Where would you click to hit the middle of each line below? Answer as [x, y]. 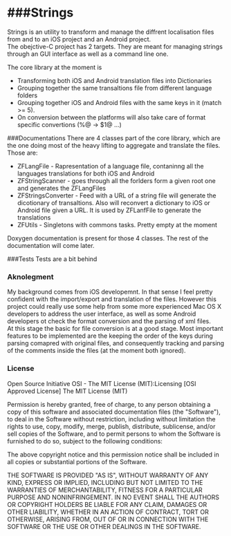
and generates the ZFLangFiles [61, 188]
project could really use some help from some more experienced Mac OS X [114, 307]
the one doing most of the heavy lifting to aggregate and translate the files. [114, 145]
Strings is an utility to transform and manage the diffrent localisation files [111, 32]
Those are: [22, 153]
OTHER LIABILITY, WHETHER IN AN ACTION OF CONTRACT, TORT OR [108, 512]
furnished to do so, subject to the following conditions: [85, 441]
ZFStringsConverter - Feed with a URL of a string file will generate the [117, 195]
